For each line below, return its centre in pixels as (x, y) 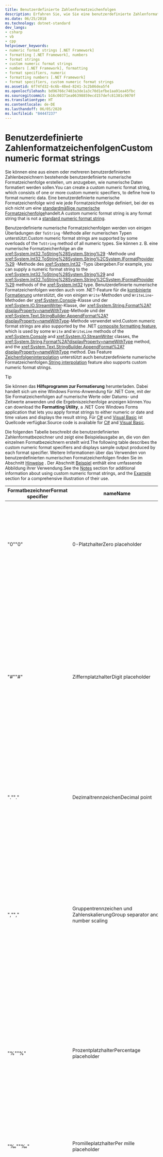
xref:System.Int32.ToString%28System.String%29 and (60, 274)
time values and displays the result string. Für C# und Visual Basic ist (74, 417)
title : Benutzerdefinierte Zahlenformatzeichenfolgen (61, 9)
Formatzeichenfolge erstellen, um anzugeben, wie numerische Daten (74, 182)
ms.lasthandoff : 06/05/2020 (33, 109)
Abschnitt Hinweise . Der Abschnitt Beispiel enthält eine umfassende (73, 463)
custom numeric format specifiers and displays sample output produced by (80, 447)
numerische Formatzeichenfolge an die (44, 248)
